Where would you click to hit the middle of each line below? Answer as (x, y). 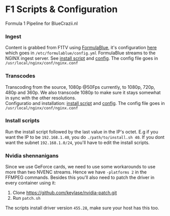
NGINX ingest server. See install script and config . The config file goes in (82, 58)
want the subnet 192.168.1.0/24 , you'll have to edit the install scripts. (77, 142)
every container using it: (31, 183)
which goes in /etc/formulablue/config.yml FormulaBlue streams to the (80, 53)
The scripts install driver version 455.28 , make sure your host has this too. (82, 208)
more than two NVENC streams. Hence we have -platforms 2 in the (76, 172)
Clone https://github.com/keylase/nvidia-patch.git (65, 193)
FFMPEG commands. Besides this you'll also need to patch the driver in (80, 177)
